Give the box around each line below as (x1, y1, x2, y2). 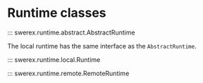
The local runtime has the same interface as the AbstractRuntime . (7, 41, 197, 50)
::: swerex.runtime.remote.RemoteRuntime (7, 69, 130, 77)
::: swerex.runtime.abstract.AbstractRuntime (7, 28, 135, 37)
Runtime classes (7, 5, 106, 21)
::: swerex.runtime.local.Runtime (7, 55, 101, 64)
